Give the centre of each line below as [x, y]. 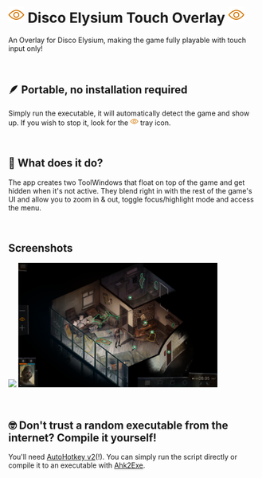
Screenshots [41, 248]
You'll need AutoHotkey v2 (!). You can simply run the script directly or [123, 457]
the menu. [25, 208]
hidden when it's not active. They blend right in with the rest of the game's [130, 190]
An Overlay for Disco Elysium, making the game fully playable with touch [127, 40]
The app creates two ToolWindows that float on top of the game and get [127, 182]
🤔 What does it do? [56, 163]
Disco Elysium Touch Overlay [126, 18]
